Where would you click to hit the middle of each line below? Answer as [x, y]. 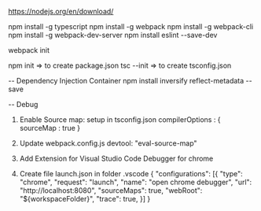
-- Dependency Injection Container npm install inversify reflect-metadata [126, 81]
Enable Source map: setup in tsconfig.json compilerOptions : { [120, 120]
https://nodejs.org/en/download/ [61, 11]
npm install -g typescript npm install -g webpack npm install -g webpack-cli [131, 26]
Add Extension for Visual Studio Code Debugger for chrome [116, 158]
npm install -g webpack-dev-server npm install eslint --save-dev [113, 35]
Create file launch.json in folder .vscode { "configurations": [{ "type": [131, 174]
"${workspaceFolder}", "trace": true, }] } [85, 199]
